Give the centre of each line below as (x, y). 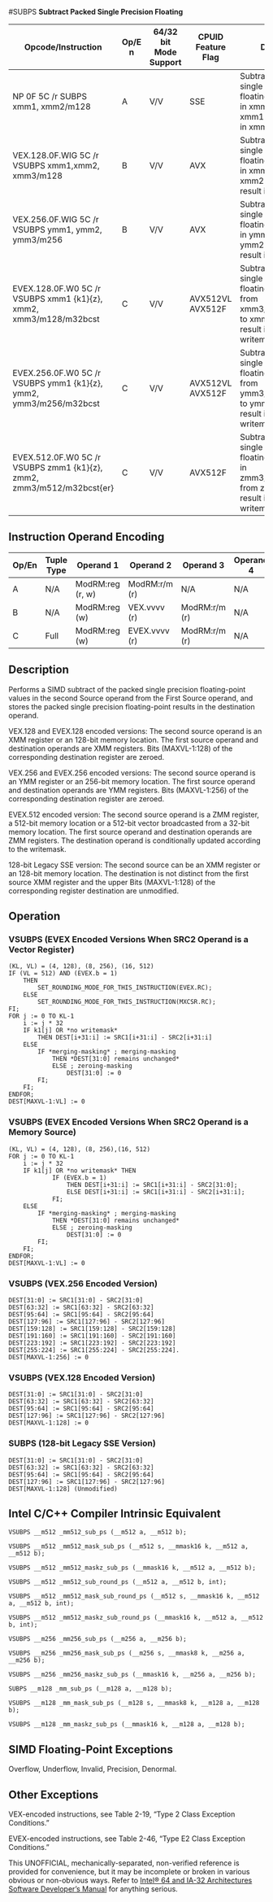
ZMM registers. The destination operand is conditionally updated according (135, 840)
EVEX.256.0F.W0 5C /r (57, 373)
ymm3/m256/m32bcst (56, 404)
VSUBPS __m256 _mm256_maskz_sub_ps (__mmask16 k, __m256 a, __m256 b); (132, 1675)
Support (165, 62)
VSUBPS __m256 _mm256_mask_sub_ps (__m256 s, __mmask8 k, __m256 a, (127, 1653)
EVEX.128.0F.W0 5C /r (57, 288)
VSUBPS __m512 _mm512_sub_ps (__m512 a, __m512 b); (97, 1533)
